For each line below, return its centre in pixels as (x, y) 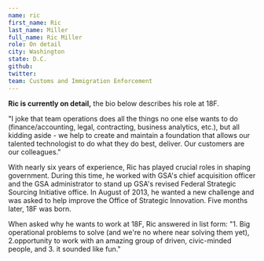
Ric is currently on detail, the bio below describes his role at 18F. (114, 103)
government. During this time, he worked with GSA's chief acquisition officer (132, 175)
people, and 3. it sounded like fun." (65, 248)
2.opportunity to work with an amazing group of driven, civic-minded (120, 241)
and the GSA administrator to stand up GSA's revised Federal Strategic (122, 183)
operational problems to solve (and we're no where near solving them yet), (129, 232)
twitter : (22, 74)
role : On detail (35, 45)
